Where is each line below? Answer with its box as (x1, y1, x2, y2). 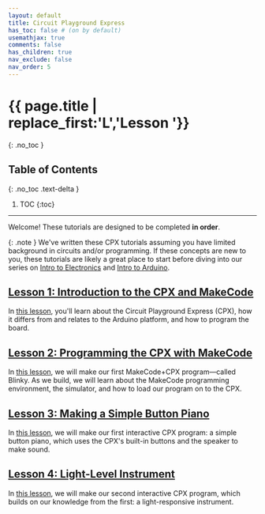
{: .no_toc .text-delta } (8, 183, 80, 194)
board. (8, 323, 30, 333)
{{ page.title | (8, 96, 98, 115)
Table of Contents (8, 163, 99, 176)
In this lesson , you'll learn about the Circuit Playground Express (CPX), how (8, 306, 252, 316)
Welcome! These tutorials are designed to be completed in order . (8, 222, 221, 232)
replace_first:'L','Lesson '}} (8, 114, 190, 131)
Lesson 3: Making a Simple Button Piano (8, 406, 210, 420)
